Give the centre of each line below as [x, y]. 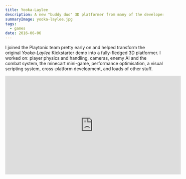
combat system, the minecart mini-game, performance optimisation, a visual [84, 63]
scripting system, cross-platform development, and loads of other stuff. [79, 69]
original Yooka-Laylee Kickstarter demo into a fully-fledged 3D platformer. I [83, 53]
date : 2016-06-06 [23, 33]
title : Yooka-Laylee [27, 10]
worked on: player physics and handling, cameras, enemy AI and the [76, 58]
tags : [11, 24]
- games [18, 29]
